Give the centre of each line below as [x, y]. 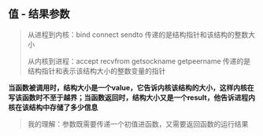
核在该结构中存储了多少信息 [53, 107]
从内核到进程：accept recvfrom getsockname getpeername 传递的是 [139, 61]
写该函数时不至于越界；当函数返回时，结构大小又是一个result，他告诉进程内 [132, 97]
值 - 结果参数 [39, 14]
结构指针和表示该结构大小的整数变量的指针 [96, 71]
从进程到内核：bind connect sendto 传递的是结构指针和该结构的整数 [138, 35]
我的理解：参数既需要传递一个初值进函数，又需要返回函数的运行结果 [138, 123]
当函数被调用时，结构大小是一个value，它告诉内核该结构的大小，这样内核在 [131, 87]
